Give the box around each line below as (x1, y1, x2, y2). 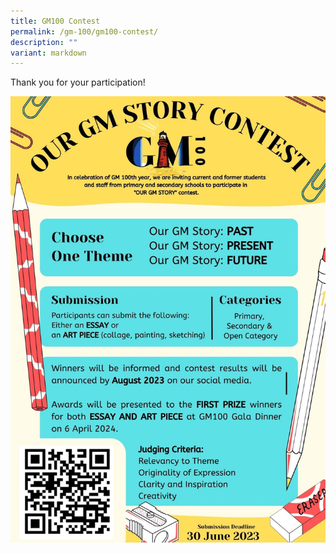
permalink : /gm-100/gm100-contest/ (10, 26, 159, 37)
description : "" (10, 37, 78, 47)
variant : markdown (10, 48, 87, 58)
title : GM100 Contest (10, 16, 101, 26)
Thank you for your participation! (10, 76, 146, 89)
